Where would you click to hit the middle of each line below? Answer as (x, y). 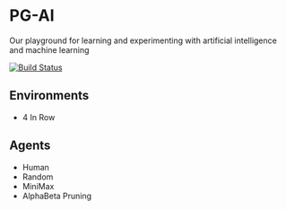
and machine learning (49, 49)
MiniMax (38, 186)
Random (38, 177)
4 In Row (39, 117)
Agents (30, 146)
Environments (49, 96)
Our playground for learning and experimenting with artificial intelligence (143, 40)
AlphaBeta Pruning (57, 196)
